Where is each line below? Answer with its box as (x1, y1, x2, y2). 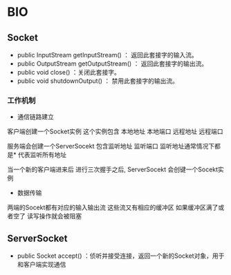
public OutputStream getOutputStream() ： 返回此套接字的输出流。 (17, 59, 208, 68)
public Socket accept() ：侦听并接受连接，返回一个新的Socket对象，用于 (17, 252, 225, 260)
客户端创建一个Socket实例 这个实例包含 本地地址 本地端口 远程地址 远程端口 (7, 127, 223, 135)
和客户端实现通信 (17, 260, 66, 269)
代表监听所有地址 (17, 151, 67, 159)
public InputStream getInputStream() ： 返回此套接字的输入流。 (17, 51, 198, 59)
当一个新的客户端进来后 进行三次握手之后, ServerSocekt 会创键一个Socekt (7, 165, 219, 173)
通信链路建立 (17, 113, 54, 121)
